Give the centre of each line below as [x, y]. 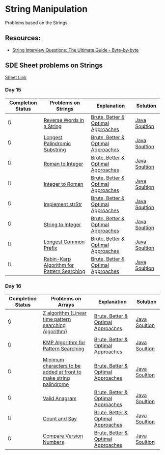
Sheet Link [16, 77]
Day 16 [13, 286]
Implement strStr [63, 204]
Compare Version [63, 436]
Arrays [66, 305]
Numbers [53, 442]
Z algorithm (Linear [65, 313]
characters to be [62, 366]
